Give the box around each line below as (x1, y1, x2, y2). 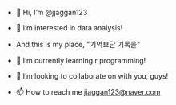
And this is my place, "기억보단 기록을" (15, 40, 141, 49)
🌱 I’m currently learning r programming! (15, 56, 146, 65)
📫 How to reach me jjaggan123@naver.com (15, 87, 161, 96)
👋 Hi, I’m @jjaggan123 (15, 8, 88, 17)
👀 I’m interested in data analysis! (15, 23, 123, 32)
